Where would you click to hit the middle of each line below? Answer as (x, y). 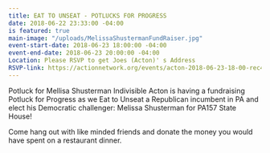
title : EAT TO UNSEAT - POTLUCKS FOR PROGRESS (88, 16)
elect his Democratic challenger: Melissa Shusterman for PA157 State (123, 107)
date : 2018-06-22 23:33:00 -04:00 (66, 23)
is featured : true (39, 30)
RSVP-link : (27, 68)
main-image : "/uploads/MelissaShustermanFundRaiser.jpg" (106, 38)
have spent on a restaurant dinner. (65, 140)
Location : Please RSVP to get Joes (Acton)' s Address (102, 61)
